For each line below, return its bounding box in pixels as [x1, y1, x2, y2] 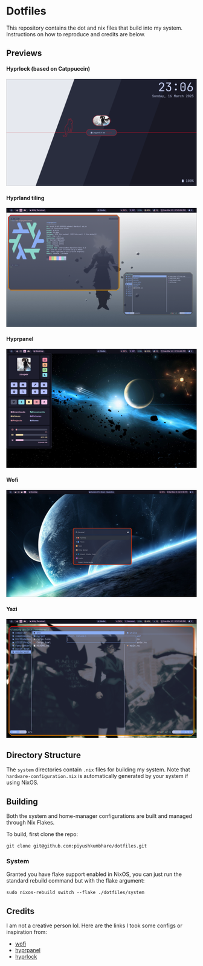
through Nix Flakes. [6, 819, 55, 826]
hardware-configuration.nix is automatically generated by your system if [6, 773, 188, 780]
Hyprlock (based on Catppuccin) [6, 65, 91, 72]
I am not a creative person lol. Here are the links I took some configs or [6, 922, 182, 929]
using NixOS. [6, 779, 39, 786]
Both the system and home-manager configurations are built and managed [6, 812, 192, 820]
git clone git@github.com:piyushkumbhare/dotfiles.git [6, 843, 147, 849]
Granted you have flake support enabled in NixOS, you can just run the [6, 870, 182, 878]
